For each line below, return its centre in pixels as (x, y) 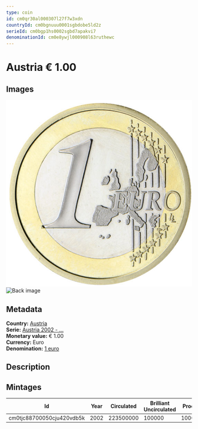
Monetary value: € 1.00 (35, 336)
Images (20, 89)
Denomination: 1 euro (33, 348)
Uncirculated (160, 409)
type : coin (19, 12)
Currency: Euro (25, 342)
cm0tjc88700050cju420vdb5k (47, 418)
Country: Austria (27, 323)
